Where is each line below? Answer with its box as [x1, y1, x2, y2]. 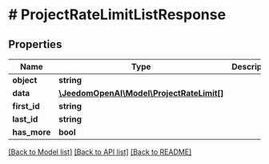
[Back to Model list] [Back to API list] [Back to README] [8, 147, 192, 157]
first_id [12, 101, 40, 111]
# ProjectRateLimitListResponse [8, 6, 227, 24]
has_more [12, 126, 51, 138]
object [12, 74, 38, 86]
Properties [8, 38, 62, 51]
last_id [12, 114, 38, 125]
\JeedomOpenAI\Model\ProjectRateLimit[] [58, 88, 224, 98]
